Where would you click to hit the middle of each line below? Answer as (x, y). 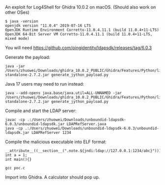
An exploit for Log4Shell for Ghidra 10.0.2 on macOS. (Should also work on (81, 7)
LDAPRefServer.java (86, 124)
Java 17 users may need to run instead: (45, 84)
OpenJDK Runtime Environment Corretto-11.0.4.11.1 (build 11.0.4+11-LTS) (82, 30)
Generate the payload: (28, 57)
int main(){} (18, 159)
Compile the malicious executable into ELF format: (56, 142)
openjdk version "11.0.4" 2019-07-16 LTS (48, 26)
